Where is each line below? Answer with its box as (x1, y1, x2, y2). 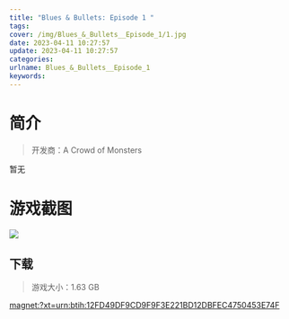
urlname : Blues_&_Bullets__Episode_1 (9, 64, 151, 73)
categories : (9, 55, 54, 64)
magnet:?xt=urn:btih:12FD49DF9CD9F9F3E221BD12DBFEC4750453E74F (9, 300, 280, 311)
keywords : (9, 72, 47, 81)
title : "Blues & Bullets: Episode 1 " (9, 13, 154, 22)
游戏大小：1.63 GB (31, 282, 101, 293)
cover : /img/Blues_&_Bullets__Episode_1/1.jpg (9, 30, 187, 39)
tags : (9, 22, 30, 31)
